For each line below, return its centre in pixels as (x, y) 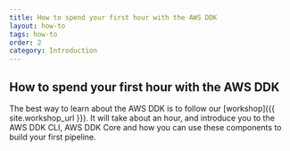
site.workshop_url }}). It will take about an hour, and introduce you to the (142, 118)
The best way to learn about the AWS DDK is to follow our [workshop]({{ (142, 108)
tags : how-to (33, 34)
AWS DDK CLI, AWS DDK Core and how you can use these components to (145, 127)
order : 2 (25, 42)
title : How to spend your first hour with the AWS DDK (113, 17)
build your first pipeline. (53, 137)
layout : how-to (37, 26)
